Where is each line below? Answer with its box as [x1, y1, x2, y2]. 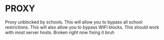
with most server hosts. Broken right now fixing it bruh [5, 29, 115, 35]
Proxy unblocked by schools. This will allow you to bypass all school [5, 19, 143, 25]
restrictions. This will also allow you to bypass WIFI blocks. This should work [5, 24, 160, 30]
